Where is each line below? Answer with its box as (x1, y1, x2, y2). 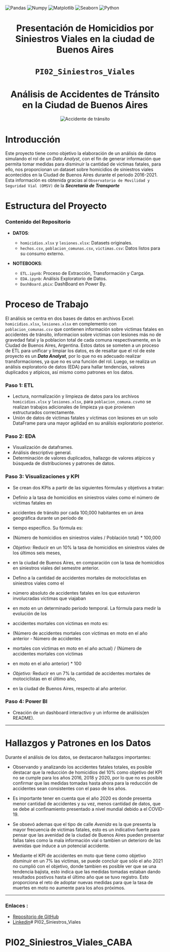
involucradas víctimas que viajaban (12, 595, 86, 601)
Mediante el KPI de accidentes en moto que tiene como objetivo (12, 852, 146, 858)
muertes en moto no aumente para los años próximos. (12, 885, 125, 891)
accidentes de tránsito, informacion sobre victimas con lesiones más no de (5, 332, 161, 338)
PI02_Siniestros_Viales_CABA (5, 937, 133, 948)
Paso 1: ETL (5, 382, 34, 389)
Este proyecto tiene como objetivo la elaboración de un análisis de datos (5, 150, 156, 156)
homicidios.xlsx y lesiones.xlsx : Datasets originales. (20, 239, 133, 245)
